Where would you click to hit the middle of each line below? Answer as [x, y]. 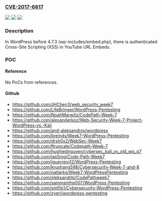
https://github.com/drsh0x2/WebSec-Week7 [57, 141]
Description [19, 31]
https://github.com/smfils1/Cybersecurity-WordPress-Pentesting [77, 188]
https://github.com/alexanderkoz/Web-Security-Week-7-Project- [78, 120]
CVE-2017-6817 [24, 7]
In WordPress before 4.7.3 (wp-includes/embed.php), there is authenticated [81, 42]
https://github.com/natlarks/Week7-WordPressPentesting [70, 172]
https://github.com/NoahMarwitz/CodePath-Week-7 [65, 115]
